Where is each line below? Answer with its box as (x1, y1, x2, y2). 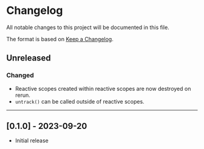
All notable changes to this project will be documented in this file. (6, 24, 170, 31)
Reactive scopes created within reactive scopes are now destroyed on (15, 85, 191, 92)
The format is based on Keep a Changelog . (6, 35, 114, 42)
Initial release (15, 137, 49, 144)
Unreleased (6, 53, 52, 64)
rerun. (15, 91, 30, 99)
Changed (6, 71, 35, 79)
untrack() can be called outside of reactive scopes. (15, 98, 144, 105)
